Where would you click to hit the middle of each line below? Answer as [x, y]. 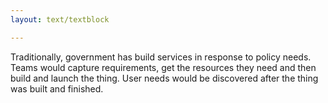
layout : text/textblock [60, 19]
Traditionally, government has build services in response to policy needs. [161, 57]
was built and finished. [57, 88]
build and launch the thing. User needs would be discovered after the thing [164, 78]
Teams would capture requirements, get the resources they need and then [163, 67]
